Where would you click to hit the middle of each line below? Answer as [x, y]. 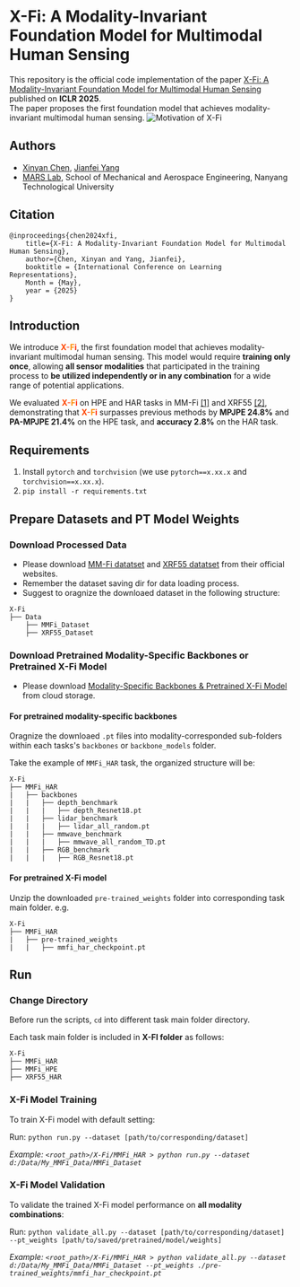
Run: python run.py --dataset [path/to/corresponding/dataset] [129, 1136]
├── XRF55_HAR [36, 1077]
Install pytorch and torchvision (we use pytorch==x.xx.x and [135, 472]
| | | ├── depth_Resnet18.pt [76, 811]
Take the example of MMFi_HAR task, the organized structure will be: [132, 763]
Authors [33, 146]
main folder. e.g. [39, 907]
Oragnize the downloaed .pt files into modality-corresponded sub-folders [146, 736]
